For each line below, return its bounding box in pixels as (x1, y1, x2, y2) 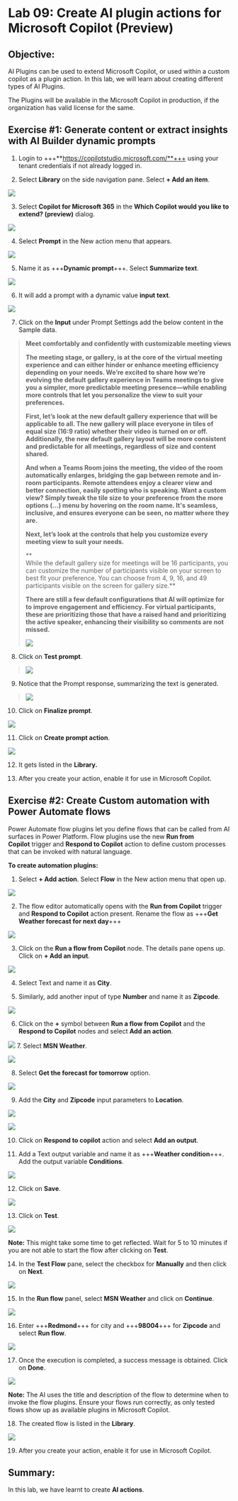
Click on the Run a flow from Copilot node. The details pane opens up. (18, 943, 225, 952)
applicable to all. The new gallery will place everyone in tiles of (25, 419, 214, 428)
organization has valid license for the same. (8, 104, 135, 111)
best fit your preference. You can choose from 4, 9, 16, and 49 (25, 573, 208, 582)
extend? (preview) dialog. (18, 209, 95, 218)
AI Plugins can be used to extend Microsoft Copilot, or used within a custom (8, 67, 229, 75)
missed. (25, 625, 50, 633)
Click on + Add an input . (18, 951, 91, 960)
